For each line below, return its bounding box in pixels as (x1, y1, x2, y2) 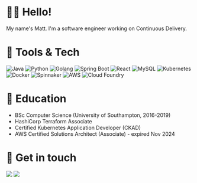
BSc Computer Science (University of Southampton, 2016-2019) (14, 112, 171, 119)
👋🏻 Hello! (6, 5, 52, 19)
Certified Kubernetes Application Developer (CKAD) (14, 124, 141, 131)
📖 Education (6, 92, 67, 106)
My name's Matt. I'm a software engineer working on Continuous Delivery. (6, 25, 188, 32)
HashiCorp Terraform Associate (14, 117, 93, 125)
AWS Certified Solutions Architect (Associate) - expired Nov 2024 (14, 130, 176, 138)
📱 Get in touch (6, 151, 77, 164)
